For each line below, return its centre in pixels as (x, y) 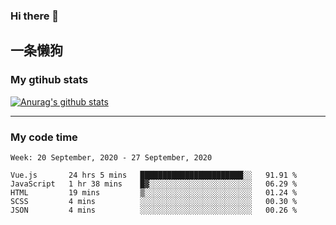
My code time (44, 137)
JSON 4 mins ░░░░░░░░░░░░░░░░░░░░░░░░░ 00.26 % (154, 210)
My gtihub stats (49, 80)
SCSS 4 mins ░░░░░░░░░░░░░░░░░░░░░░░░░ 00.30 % (154, 201)
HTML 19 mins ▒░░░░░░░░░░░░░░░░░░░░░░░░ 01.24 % (154, 192)
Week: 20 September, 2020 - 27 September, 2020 (111, 157)
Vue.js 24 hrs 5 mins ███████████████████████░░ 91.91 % (154, 175)
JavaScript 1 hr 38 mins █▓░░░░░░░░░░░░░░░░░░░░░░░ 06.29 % (154, 184)
